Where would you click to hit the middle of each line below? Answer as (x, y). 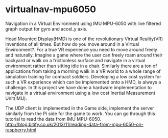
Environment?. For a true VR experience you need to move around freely (81, 49)
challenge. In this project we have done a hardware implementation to (79, 87)
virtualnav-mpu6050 (51, 9)
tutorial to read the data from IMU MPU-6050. (53, 119)
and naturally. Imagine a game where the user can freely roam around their (84, 55)
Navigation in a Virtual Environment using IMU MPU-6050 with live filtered (83, 23)
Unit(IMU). (16, 98)
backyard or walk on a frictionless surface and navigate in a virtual (75, 60)
